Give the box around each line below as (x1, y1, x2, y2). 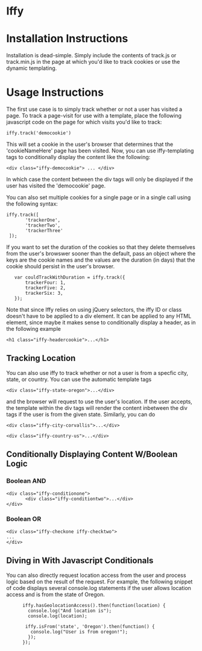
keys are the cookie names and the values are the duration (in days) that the (6, 256, 195, 263)
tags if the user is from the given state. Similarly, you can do (6, 410, 156, 418)
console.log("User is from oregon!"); (30, 629, 128, 635)
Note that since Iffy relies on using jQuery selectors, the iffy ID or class (6, 306, 182, 313)
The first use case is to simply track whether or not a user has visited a (6, 105, 183, 113)
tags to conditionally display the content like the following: (6, 154, 151, 161)
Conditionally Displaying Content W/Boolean (6, 449, 178, 459)
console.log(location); (28, 613, 87, 619)
